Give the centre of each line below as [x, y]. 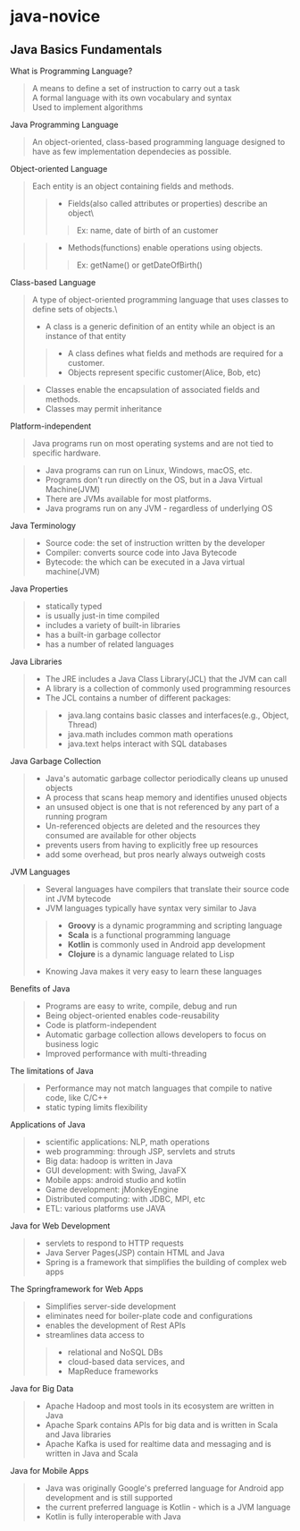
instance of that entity [86, 336]
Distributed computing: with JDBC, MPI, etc [125, 1199]
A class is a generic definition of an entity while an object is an [160, 327]
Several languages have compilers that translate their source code [167, 889]
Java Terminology [43, 526]
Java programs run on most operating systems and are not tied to [153, 443]
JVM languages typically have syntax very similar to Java [151, 908]
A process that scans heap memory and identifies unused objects [166, 797]
